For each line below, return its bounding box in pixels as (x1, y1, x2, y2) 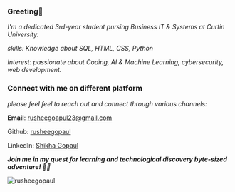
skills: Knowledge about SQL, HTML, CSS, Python (7, 44, 154, 53)
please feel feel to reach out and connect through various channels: (7, 99, 208, 108)
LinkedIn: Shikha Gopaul (7, 141, 79, 149)
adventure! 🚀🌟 (7, 162, 51, 171)
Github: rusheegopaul (7, 127, 71, 136)
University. (7, 30, 39, 39)
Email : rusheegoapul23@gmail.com (7, 113, 113, 122)
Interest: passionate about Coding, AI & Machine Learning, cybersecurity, (7, 58, 224, 66)
